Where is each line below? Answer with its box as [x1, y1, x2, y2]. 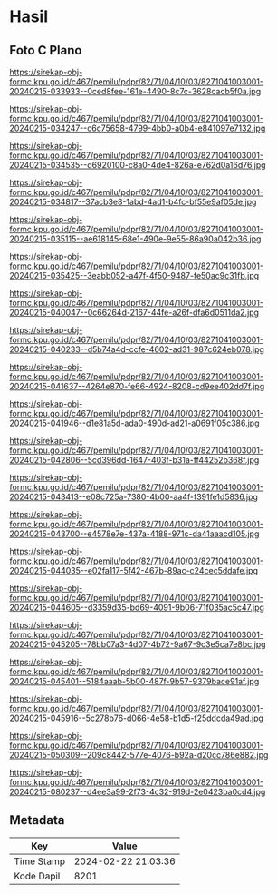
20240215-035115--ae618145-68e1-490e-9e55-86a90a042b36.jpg [9, 233, 262, 244]
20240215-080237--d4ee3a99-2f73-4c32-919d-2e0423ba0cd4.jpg [9, 787, 266, 797]
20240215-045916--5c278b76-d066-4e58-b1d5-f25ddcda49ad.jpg [9, 712, 264, 723]
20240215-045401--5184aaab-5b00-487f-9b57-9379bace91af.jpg [9, 676, 260, 686]
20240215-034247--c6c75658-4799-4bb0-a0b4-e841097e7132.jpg [9, 123, 266, 133]
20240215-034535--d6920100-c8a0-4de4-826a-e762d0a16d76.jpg [9, 160, 266, 170]
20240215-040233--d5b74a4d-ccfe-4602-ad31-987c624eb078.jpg [9, 344, 265, 355]
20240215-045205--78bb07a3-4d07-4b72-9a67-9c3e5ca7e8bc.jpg [9, 639, 266, 650]
